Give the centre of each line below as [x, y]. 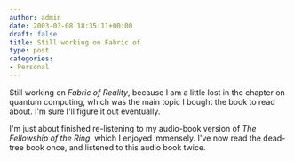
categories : [31, 59]
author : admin [36, 17]
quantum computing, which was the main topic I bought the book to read [142, 101]
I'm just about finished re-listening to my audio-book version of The [133, 128]
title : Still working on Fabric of [75, 42]
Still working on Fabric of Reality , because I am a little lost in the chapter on [147, 92]
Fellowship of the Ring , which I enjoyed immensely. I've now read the [135, 138]
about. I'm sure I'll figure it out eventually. [85, 111]
